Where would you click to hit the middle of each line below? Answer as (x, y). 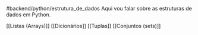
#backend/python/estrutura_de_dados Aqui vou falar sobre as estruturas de (99, 8)
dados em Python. (29, 15)
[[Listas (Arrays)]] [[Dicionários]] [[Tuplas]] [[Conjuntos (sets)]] (84, 26)
